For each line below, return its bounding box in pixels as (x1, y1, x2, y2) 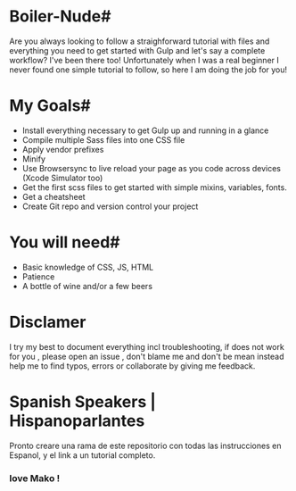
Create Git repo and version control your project (21, 201, 199, 212)
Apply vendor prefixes (21, 144, 104, 154)
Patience (21, 270, 55, 282)
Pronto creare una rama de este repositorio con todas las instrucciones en (9, 440, 282, 451)
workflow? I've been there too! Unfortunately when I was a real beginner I (9, 54, 279, 65)
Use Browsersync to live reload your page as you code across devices (21, 162, 281, 173)
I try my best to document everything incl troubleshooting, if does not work (9, 341, 285, 352)
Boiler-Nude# (9, 6, 111, 27)
